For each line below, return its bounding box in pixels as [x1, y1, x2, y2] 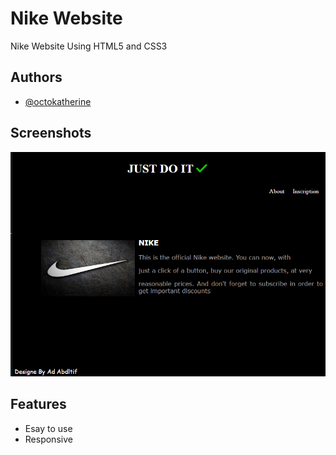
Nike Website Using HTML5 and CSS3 [10, 40, 168, 52]
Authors [10, 69, 63, 86]
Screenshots [10, 125, 92, 142]
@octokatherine [24, 95, 92, 107]
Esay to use [24, 422, 73, 434]
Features [10, 396, 67, 413]
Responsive [24, 433, 73, 445]
